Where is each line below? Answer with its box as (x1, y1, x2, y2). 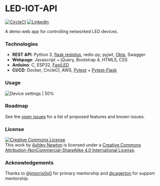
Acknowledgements (5, 159, 54, 166)
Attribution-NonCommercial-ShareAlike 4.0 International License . (5, 147, 136, 153)
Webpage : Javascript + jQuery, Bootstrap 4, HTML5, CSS (12, 57, 128, 63)
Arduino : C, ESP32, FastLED (12, 62, 70, 68)
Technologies (5, 40, 38, 47)
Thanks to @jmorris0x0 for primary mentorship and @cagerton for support (5, 170, 155, 176)
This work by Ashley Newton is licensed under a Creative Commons (5, 142, 141, 148)
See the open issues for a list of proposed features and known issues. (5, 113, 145, 119)
